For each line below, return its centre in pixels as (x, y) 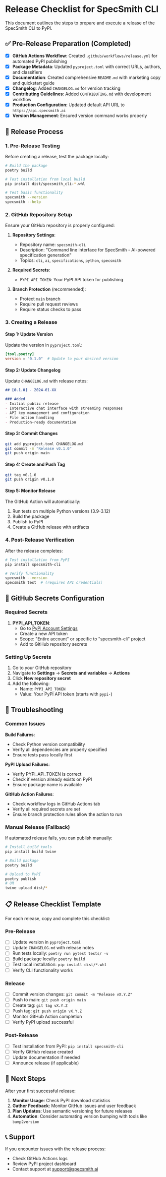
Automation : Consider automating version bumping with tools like (80, 1116)
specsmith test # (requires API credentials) (54, 583)
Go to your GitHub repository (42, 668)
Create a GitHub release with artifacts (51, 527)
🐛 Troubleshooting (34, 710)
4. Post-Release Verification (40, 540)
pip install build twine (31, 852)
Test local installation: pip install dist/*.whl (59, 964)
